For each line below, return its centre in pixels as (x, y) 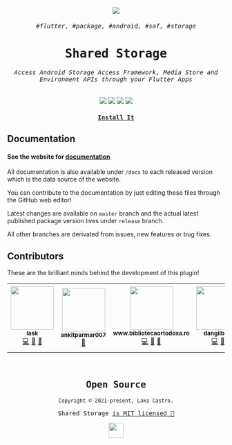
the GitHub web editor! (39, 200)
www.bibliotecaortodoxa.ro (151, 333)
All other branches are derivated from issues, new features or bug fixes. (109, 234)
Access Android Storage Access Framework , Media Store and (116, 72)
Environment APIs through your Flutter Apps (116, 79)
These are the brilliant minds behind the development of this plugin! (103, 272)
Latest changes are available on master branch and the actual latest (103, 213)
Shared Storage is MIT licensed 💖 (116, 413)
